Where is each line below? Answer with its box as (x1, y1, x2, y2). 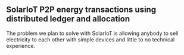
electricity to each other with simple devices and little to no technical (6, 35, 175, 43)
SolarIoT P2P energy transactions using (6, 5, 157, 15)
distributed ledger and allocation (6, 14, 130, 24)
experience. (6, 42, 36, 49)
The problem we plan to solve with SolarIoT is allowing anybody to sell (6, 30, 179, 37)
